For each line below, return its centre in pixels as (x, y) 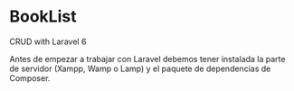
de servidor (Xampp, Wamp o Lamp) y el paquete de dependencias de (140, 68)
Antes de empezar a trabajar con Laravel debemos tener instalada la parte (147, 59)
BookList (43, 17)
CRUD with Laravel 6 (48, 41)
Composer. (30, 77)
